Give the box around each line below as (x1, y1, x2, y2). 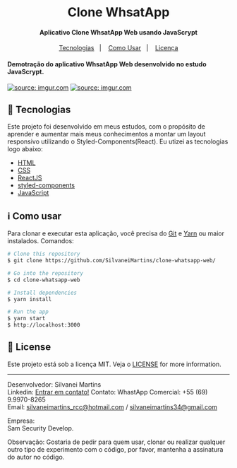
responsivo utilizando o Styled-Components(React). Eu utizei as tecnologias (7, 137, 229, 146)
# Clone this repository (7, 250, 80, 258)
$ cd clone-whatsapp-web (7, 276, 80, 283)
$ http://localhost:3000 (7, 322, 80, 329)
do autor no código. (7, 452, 65, 461)
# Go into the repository (7, 269, 83, 276)
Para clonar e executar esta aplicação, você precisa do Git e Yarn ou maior (7, 229, 224, 238)
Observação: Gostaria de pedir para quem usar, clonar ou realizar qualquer (7, 438, 226, 446)
